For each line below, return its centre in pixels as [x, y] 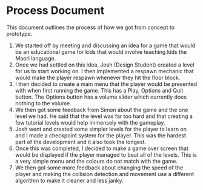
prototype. [19, 33]
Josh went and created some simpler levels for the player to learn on [101, 129]
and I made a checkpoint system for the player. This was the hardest [101, 135]
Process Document [55, 11]
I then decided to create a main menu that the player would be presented [106, 84]
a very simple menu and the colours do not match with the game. [96, 161]
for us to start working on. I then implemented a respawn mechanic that [104, 71]
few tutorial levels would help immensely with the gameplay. [90, 122]
